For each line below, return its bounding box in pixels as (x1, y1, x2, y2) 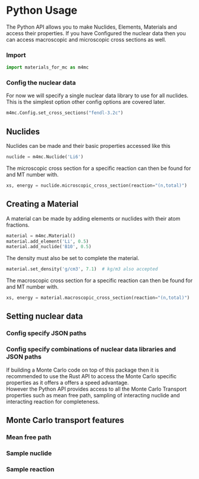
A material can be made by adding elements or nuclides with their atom (6, 215, 181, 222)
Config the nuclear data (6, 79, 76, 87)
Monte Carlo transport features (6, 415, 125, 425)
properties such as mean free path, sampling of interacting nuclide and (6, 391, 180, 398)
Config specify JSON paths (6, 329, 87, 338)
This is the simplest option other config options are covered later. (6, 98, 166, 106)
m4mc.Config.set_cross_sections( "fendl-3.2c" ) (6, 110, 124, 116)
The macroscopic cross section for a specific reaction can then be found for (6, 277, 193, 284)
